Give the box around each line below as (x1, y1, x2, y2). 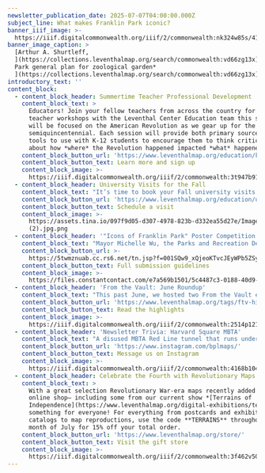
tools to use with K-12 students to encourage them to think (28, 136, 235, 145)
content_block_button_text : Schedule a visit (21, 202, 175, 210)
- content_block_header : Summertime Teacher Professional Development (14, 93, 252, 100)
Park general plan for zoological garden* (14, 63, 157, 71)
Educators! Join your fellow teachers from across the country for (28, 108, 256, 115)
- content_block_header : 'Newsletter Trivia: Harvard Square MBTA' (14, 327, 242, 336)
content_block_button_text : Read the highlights (21, 305, 185, 313)
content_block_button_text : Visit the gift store (21, 438, 189, 446)
